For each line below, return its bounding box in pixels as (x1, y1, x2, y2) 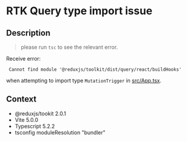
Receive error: (6, 55, 41, 62)
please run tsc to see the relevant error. (20, 43, 118, 51)
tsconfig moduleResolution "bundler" (14, 129, 106, 136)
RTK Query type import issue (6, 4, 153, 18)
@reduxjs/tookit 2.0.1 (14, 110, 66, 117)
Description (6, 28, 50, 38)
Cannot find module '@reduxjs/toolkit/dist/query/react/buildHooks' (8, 67, 182, 72)
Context (6, 94, 37, 105)
